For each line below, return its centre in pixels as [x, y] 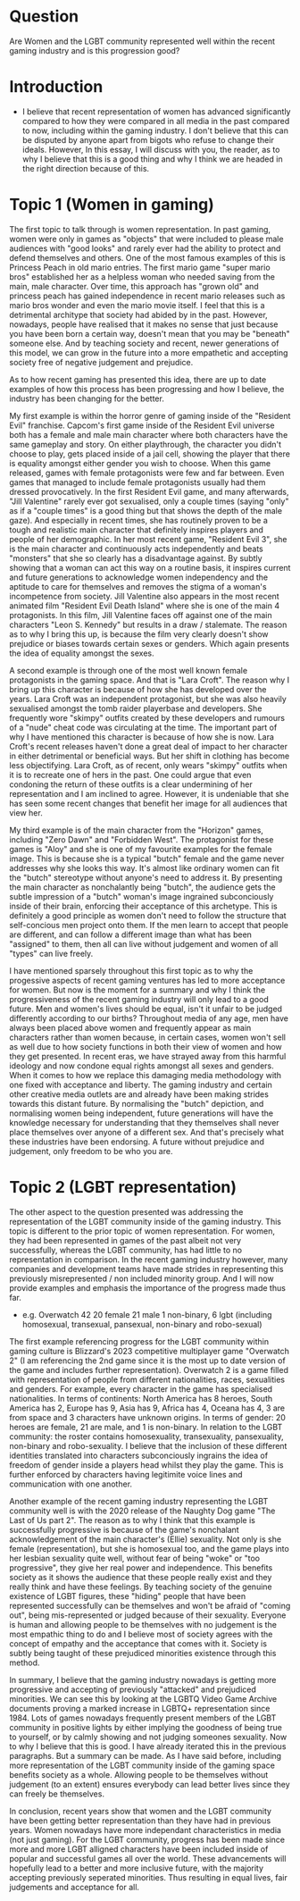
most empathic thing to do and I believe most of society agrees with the [141, 1634]
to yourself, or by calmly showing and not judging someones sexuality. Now [148, 1737]
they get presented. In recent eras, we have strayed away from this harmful [148, 1056]
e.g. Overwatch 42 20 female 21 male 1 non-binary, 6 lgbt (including [147, 1314]
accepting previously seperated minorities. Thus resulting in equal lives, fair [148, 1877]
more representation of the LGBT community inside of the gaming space [142, 1765]
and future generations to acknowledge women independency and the [139, 577]
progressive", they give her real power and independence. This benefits [141, 1567]
